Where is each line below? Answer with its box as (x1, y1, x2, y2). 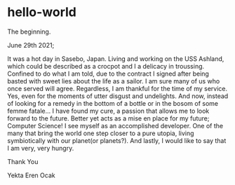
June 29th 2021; (7, 41, 55, 49)
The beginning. (7, 27, 51, 36)
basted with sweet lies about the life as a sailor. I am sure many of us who (7, 76, 220, 85)
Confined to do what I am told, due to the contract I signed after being (7, 69, 209, 78)
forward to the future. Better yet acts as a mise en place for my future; (7, 114, 210, 123)
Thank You (7, 157, 39, 165)
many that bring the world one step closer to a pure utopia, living (7, 129, 194, 137)
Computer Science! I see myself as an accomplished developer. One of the (7, 121, 223, 130)
